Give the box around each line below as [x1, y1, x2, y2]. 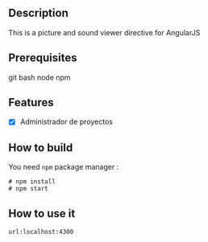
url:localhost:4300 [8, 228, 74, 236]
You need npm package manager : [8, 162, 119, 172]
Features [8, 96, 54, 109]
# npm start [8, 185, 48, 193]
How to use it [8, 207, 76, 220]
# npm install [8, 178, 56, 186]
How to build [8, 141, 73, 154]
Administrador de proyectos [19, 117, 113, 127]
